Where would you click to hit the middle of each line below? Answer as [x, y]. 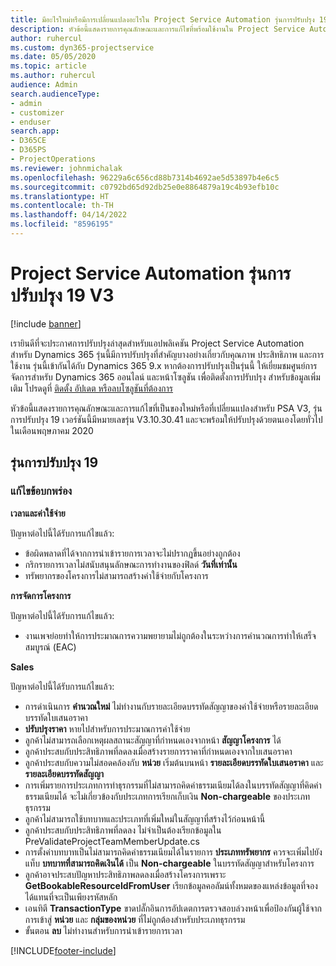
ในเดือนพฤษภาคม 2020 [52, 430]
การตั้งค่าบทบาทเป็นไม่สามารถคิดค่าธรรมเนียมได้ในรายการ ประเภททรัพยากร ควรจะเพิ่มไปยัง [173, 852]
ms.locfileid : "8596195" [62, 224]
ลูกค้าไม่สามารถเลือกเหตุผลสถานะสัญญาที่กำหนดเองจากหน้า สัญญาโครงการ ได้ [153, 740]
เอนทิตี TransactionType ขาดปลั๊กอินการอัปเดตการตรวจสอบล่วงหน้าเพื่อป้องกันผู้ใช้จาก [173, 908]
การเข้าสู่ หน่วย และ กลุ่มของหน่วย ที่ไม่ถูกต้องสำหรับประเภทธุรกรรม [135, 919]
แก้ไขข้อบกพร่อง [41, 491]
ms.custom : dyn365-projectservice [82, 47]
